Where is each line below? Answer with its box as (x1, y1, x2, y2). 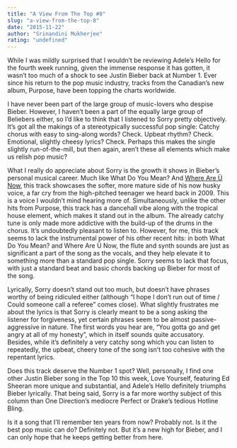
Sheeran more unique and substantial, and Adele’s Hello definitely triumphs (7, 381, 226, 390)
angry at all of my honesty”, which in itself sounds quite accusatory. (7, 331, 205, 339)
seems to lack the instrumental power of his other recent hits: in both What (7, 234, 225, 243)
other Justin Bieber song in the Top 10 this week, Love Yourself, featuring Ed (7, 374, 230, 383)
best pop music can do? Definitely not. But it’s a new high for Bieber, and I (7, 425, 223, 434)
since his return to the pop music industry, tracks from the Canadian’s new (7, 79, 224, 87)
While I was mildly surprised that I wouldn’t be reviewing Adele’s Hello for (7, 56, 221, 64)
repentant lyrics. (7, 353, 55, 362)
